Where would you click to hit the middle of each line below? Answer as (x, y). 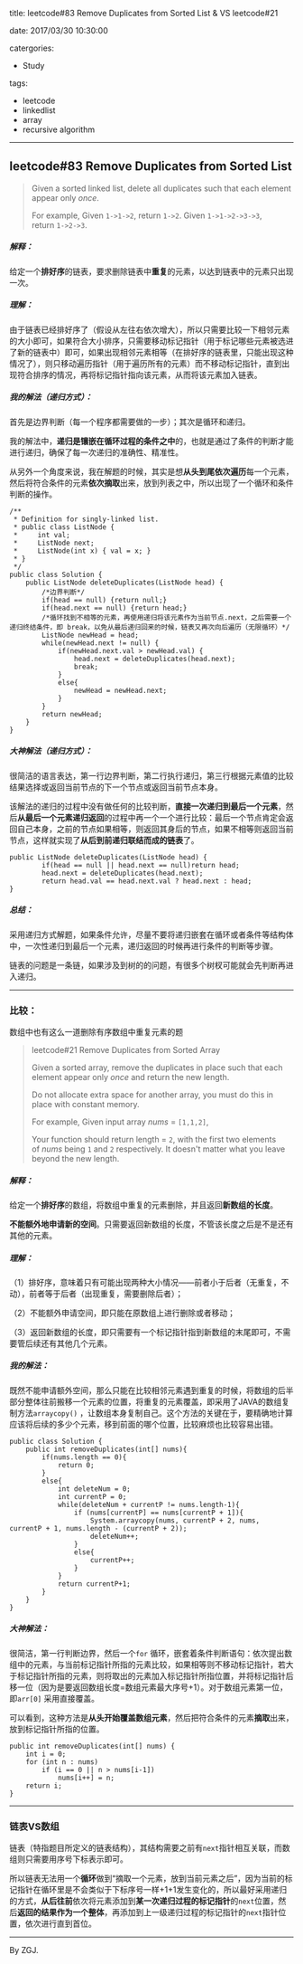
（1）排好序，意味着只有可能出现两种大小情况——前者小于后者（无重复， (145, 1282)
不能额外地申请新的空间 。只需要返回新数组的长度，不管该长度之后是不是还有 (151, 1224)
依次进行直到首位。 (60, 1924)
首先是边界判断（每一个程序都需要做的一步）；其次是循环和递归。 (130, 422)
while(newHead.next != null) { (101, 643)
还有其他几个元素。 (76, 1343)
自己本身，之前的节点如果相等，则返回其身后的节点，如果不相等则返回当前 (155, 829)
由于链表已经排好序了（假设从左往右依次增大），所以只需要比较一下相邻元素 (150, 329)
